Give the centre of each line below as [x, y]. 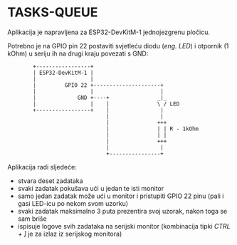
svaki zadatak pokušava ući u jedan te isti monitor [91, 188]
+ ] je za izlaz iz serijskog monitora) [70, 234]
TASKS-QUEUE [53, 12]
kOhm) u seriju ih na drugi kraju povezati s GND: [78, 53]
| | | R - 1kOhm [152, 129]
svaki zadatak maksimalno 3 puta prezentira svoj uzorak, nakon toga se [122, 211]
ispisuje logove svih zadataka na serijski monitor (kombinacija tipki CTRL [124, 226]
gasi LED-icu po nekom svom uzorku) [73, 203]
